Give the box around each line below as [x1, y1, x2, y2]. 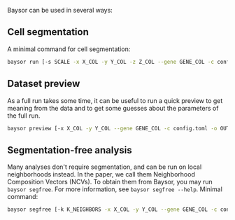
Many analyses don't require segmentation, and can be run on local [7, 163, 202, 171]
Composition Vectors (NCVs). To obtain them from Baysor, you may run [7, 178, 213, 186]
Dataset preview [7, 78, 80, 90]
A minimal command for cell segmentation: [7, 45, 131, 53]
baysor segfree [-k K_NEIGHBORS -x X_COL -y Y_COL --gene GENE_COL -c [7, 206, 218, 213]
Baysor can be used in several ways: [7, 6, 113, 14]
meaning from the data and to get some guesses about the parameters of [7, 104, 219, 112]
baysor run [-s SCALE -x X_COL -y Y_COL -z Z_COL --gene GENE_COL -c [7, 58, 215, 65]
